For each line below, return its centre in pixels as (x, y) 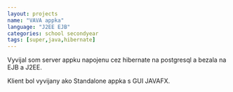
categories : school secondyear (53, 33)
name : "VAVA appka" (36, 20)
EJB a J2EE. (25, 67)
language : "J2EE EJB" (39, 27)
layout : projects (33, 14)
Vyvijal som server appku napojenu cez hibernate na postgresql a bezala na (117, 60)
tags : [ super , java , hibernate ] (52, 40)
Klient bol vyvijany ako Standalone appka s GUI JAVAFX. (89, 81)
